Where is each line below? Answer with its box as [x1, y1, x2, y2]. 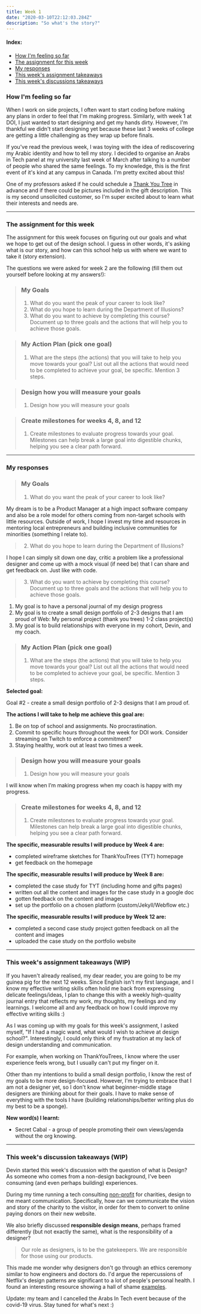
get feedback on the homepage [14, 859, 93, 867]
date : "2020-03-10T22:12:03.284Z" [6, 14, 93, 20]
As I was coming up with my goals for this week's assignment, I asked [6, 1022, 179, 1029]
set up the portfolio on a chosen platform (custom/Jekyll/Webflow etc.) [14, 901, 190, 909]
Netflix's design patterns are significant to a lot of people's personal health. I [6, 1277, 195, 1284]
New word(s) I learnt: [6, 1114, 60, 1121]
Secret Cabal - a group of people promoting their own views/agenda [14, 1125, 184, 1133]
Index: [6, 38, 23, 46]
